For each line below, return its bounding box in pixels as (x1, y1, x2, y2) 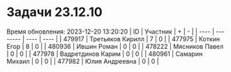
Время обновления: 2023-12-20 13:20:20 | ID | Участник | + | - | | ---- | (6, 27, 214, 36)
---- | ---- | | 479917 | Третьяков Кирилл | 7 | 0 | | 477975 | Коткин (26, 34, 221, 43)
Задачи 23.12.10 (6, 4, 103, 20)
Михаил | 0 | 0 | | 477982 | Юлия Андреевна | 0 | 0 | (6, 57, 159, 65)
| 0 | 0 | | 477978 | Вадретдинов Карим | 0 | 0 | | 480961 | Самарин (6, 50, 203, 58)
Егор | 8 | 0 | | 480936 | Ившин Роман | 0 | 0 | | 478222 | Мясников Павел (6, 42, 224, 50)
